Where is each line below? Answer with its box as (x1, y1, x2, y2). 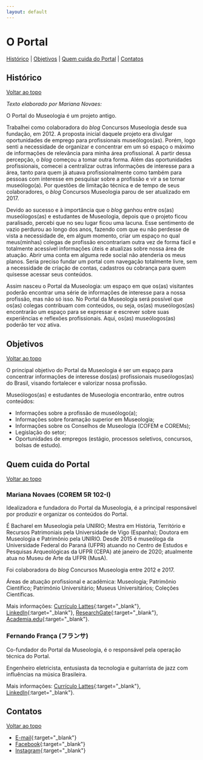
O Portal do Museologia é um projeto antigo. (6, 112, 117, 119)
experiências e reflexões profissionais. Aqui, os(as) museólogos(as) (6, 315, 176, 322)
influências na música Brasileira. (6, 670, 87, 678)
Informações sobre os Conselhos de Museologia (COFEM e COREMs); (15, 422, 191, 430)
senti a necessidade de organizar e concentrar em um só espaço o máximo (6, 143, 195, 150)
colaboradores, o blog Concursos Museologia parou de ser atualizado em (6, 188, 190, 196)
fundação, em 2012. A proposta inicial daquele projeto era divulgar (6, 130, 173, 138)
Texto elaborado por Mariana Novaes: (6, 101, 102, 108)
